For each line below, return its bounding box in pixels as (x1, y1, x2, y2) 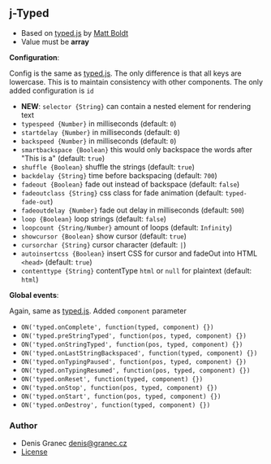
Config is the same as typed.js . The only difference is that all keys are (9, 68, 242, 78)
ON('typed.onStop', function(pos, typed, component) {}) (20, 383, 218, 392)
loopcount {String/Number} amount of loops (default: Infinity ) (20, 222, 233, 232)
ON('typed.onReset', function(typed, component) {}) (20, 374, 204, 383)
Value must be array (20, 37, 90, 46)
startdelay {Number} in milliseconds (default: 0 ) (20, 127, 181, 137)
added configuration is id (9, 85, 94, 95)
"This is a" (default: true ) (20, 153, 105, 163)
